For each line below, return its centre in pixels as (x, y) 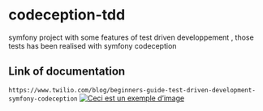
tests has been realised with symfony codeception (93, 45)
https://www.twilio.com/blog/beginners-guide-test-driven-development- (132, 90)
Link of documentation (67, 72)
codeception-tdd (67, 15)
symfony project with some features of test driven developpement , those (131, 37)
